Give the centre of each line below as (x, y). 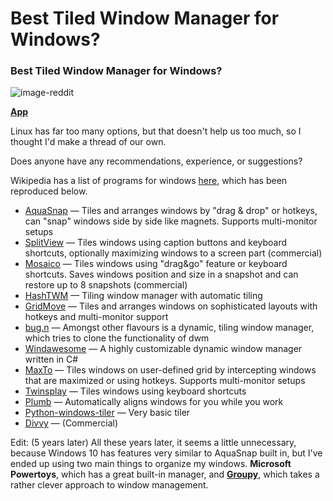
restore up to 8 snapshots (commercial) (106, 285)
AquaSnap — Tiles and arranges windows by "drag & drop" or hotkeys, (171, 211)
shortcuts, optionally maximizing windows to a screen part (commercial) (173, 253)
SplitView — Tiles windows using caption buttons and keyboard (156, 243)
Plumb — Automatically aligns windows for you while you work (154, 402)
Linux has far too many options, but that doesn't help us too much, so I (156, 131)
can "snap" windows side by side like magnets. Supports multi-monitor (171, 221)
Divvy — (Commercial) (71, 423)
